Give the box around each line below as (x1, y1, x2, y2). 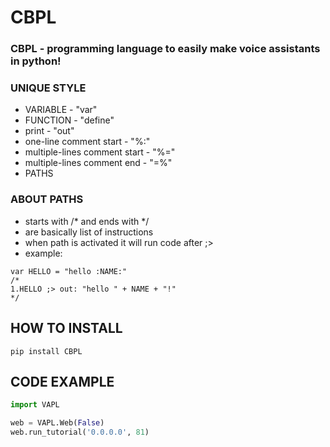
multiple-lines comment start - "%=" (24, 146, 176, 158)
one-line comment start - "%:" (24, 136, 151, 148)
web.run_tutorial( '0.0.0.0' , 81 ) (10, 427, 150, 438)
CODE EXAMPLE (10, 373, 115, 390)
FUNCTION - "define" (24, 114, 115, 126)
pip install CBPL (10, 346, 83, 356)
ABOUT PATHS (10, 192, 84, 206)
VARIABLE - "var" (24, 104, 98, 116)
